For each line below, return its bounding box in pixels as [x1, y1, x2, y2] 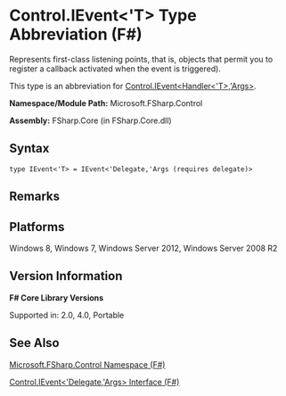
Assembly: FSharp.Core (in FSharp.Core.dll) [9, 115, 172, 126]
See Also [9, 335, 60, 351]
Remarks [9, 189, 61, 204]
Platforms [9, 219, 65, 235]
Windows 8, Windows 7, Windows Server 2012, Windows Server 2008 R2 [9, 243, 278, 253]
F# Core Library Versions [9, 292, 104, 303]
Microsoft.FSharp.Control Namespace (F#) [9, 359, 166, 370]
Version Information [9, 268, 123, 284]
